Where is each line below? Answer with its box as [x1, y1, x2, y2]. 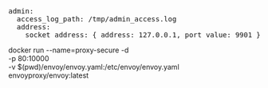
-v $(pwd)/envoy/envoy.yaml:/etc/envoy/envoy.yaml [8, 63, 179, 71]
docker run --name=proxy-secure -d [8, 45, 129, 55]
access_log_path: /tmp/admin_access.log [16, 15, 177, 23]
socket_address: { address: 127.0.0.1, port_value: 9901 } [25, 31, 261, 39]
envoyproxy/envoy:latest [8, 71, 89, 80]
